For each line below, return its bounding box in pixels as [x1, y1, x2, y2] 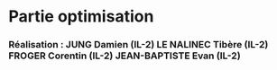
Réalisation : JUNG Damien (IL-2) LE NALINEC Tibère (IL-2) [8, 39, 269, 51]
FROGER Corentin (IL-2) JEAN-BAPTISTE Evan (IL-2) [8, 49, 241, 62]
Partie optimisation [8, 6, 154, 27]
